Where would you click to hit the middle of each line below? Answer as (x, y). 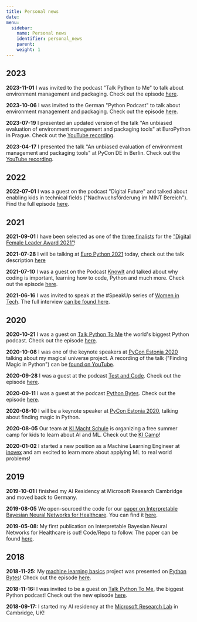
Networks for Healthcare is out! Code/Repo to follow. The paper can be (92, 532)
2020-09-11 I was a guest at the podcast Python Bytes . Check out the (91, 393)
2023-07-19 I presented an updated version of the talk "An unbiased (89, 123)
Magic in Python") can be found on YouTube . (60, 364)
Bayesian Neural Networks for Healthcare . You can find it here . (82, 515)
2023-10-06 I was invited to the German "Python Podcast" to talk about (93, 105)
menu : (13, 22)
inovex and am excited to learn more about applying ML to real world (89, 452)
